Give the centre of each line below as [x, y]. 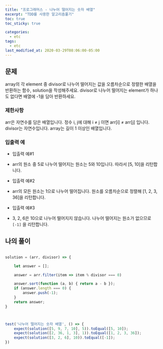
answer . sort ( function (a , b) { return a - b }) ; [65, 284]
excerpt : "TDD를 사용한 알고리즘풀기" [40, 14]
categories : [17, 32]
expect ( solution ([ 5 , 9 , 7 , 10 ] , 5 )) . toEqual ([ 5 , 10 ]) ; [71, 329]
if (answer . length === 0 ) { [42, 288]
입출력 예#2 [24, 181]
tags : [11, 41]
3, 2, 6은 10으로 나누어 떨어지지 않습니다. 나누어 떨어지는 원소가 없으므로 [81, 218]
